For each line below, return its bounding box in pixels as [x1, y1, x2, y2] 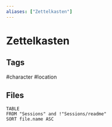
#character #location [6, 73, 57, 80]
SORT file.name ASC [6, 116, 54, 122]
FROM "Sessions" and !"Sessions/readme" [6, 111, 107, 117]
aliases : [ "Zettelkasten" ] [6, 8, 73, 15]
